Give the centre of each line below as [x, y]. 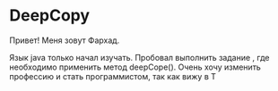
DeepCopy [50, 16]
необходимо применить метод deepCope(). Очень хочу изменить [135, 67]
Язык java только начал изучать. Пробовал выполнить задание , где [139, 57]
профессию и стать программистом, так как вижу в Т [113, 76]
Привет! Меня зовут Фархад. [65, 40]
